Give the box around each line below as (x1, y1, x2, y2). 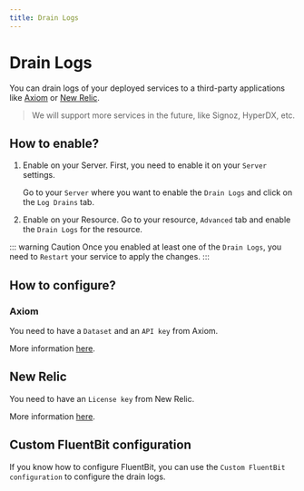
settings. (22, 170, 56, 181)
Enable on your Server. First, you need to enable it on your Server (22, 160, 268, 171)
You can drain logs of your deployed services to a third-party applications (9, 83, 286, 93)
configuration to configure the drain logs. (9, 471, 166, 482)
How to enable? (9, 135, 100, 151)
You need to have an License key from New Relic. (9, 393, 195, 404)
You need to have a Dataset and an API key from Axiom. (9, 326, 219, 337)
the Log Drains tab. (22, 197, 95, 208)
